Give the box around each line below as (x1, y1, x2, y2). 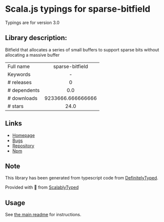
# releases (7, 79, 32, 86)
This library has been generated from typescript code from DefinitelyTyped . (5, 175, 159, 181)
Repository (12, 143, 34, 149)
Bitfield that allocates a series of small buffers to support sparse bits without (5, 46, 160, 52)
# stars (7, 103, 24, 110)
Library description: (5, 34, 67, 42)
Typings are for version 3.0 (5, 20, 60, 25)
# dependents (7, 87, 40, 93)
